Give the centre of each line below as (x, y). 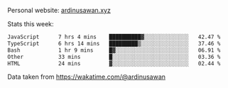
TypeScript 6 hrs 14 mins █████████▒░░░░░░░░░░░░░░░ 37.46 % (114, 43)
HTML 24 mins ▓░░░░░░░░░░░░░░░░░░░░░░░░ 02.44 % (114, 63)
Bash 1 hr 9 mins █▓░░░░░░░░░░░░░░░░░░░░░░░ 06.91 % (114, 50)
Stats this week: (31, 24)
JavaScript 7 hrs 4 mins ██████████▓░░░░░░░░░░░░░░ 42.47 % (114, 37)
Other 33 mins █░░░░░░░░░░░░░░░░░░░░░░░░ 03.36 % (114, 57)
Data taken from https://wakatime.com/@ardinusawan (86, 77)
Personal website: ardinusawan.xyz (59, 10)
